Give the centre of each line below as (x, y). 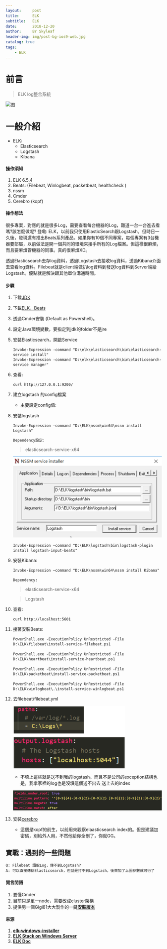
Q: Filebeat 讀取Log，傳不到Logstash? (43, 866)
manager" (40, 365)
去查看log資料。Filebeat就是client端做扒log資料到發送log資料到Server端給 (81, 267)
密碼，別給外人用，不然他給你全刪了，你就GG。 (69, 835)
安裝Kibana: (25, 560)
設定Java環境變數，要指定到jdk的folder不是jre (60, 329)
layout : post (24, 10)
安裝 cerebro (25, 819)
